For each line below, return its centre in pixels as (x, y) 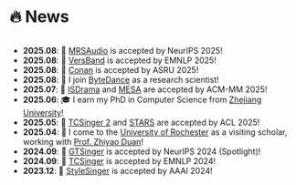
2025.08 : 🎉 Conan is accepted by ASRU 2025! (111, 69)
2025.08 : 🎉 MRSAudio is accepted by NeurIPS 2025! (122, 50)
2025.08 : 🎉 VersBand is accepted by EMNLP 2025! (119, 60)
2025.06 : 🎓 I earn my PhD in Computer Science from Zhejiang (142, 99)
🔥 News (40, 17)
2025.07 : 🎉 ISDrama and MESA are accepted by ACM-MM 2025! (145, 89)
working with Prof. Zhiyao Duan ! (83, 141)
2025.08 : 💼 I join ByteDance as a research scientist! (121, 79)
